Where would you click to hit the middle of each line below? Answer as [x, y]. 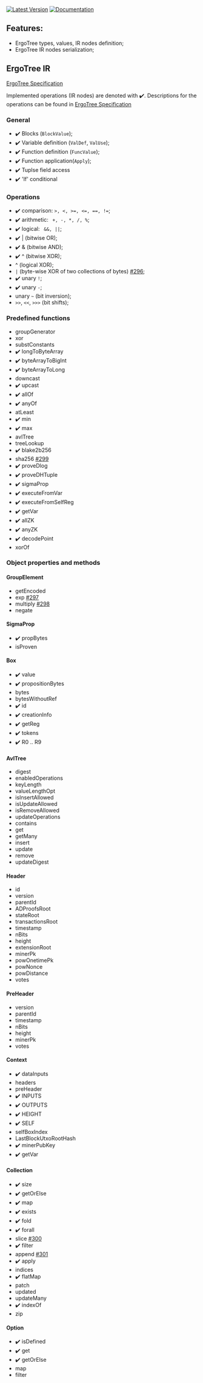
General [18, 120]
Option [15, 1328]
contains [26, 824]
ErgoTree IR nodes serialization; [55, 49]
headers [25, 1082]
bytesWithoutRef [36, 699]
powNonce [29, 967]
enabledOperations [39, 778]
